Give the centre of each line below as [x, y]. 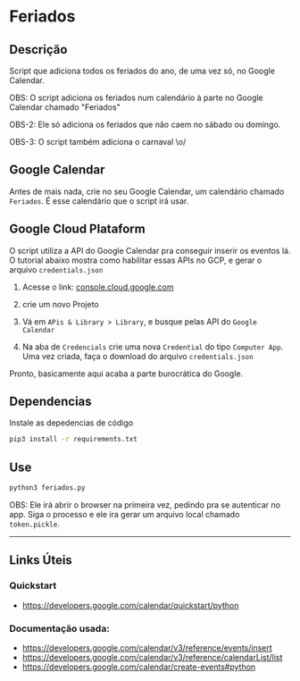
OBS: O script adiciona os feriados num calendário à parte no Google [136, 97]
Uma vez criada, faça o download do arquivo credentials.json [137, 356]
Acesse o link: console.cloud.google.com [98, 287]
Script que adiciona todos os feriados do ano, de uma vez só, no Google [142, 71]
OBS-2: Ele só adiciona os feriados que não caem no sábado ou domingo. [145, 124]
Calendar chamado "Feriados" [65, 107]
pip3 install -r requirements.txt [74, 440]
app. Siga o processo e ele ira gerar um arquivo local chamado [125, 514]
